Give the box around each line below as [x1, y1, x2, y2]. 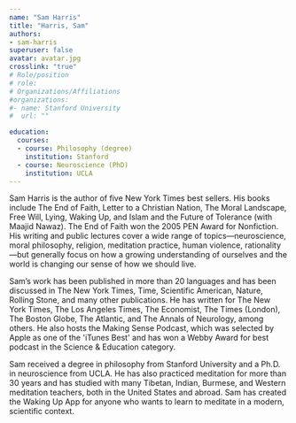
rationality [245, 240, 282, 250]
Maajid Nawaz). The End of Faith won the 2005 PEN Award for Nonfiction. [9, 221, 279, 232]
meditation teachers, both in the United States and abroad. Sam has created [9, 387, 287, 398]
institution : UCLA [25, 169, 93, 178]
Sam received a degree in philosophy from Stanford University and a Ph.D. [9, 359, 281, 370]
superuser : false [9, 46, 74, 55]
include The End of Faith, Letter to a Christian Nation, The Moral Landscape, [9, 203, 287, 213]
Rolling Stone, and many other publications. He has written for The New [9, 295, 271, 305]
